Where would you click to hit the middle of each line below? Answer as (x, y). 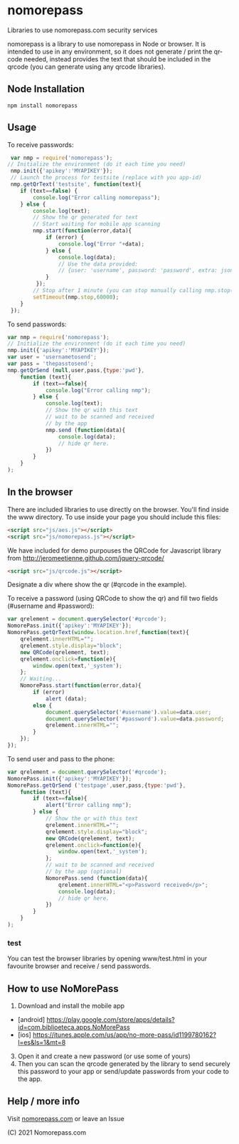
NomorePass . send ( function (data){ (96, 878)
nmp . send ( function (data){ (85, 430)
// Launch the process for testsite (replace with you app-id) (106, 178)
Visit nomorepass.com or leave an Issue (66, 1118)
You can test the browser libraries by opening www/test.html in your (107, 958)
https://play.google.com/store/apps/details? (111, 1019)
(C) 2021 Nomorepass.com (47, 1132)
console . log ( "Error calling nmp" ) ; (98, 390)
